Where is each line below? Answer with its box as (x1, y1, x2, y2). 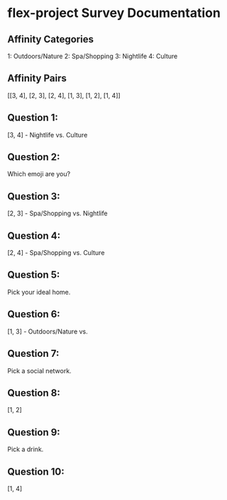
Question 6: (7, 308, 60, 320)
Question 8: (7, 387, 60, 399)
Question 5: (7, 269, 60, 281)
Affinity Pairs (7, 72, 67, 84)
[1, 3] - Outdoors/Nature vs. (7, 327, 89, 336)
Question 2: (7, 151, 60, 164)
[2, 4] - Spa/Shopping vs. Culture (7, 249, 105, 257)
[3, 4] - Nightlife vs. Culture (7, 130, 88, 139)
